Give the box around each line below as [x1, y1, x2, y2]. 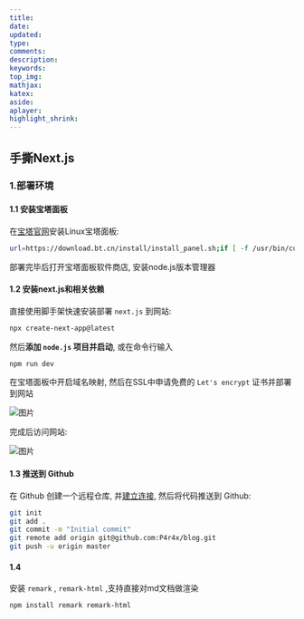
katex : [9, 89, 34, 98]
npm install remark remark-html [9, 601, 131, 610]
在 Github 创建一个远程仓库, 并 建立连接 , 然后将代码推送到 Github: [9, 490, 252, 501]
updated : [9, 30, 43, 39]
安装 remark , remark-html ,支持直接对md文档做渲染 [9, 583, 199, 594]
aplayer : [9, 106, 43, 115]
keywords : [9, 64, 47, 73]
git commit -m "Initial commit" [9, 525, 131, 535]
